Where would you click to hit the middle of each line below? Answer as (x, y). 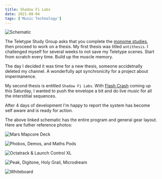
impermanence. (21, 76)
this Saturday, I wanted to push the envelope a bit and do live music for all (79, 91)
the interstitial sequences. (31, 96)
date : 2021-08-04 (22, 14)
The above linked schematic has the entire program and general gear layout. (81, 120)
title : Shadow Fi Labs (28, 9)
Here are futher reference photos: (39, 125)
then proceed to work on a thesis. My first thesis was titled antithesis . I (77, 47)
